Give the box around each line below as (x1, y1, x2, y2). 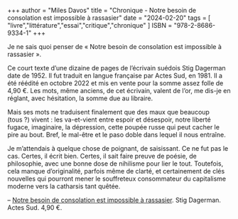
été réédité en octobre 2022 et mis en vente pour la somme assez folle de (7, 79, 224, 87)
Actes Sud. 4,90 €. (7, 203, 63, 212)
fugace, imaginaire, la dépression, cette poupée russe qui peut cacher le (7, 123, 220, 131)
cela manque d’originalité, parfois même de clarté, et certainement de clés (7, 167, 225, 175)
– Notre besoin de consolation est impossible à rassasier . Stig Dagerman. (7, 196, 222, 204)
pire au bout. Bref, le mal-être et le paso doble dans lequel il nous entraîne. (7, 131, 226, 139)
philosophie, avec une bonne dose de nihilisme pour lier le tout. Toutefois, (7, 159, 224, 168)
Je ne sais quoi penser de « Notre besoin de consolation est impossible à (7, 43, 222, 50)
